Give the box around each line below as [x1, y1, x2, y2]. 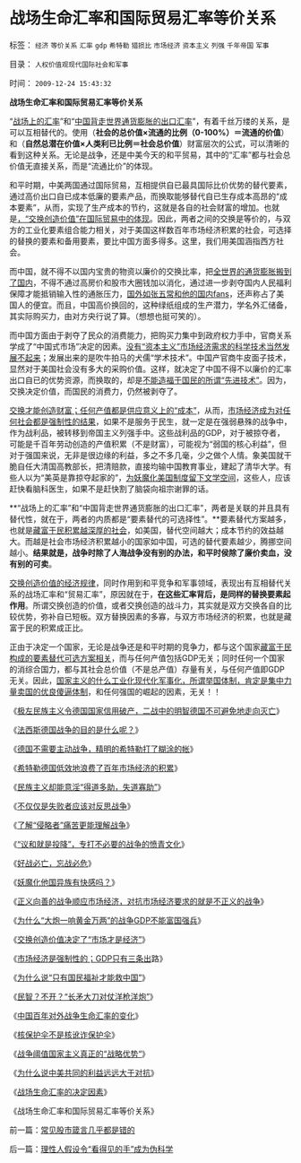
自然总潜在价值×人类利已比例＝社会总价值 [25, 138, 180, 149]
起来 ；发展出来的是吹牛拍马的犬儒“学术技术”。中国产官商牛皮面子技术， [24, 352, 291, 363]
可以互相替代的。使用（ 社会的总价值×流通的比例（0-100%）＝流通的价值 [9, 126, 281, 137]
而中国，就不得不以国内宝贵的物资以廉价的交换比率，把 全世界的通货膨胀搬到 [9, 265, 292, 276]
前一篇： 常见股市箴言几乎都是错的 [9, 1124, 135, 1135]
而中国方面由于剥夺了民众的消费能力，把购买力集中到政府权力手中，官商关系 [9, 329, 292, 341]
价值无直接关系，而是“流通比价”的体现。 [9, 161, 159, 171]
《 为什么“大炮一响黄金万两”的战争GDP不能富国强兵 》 [9, 915, 206, 925]
